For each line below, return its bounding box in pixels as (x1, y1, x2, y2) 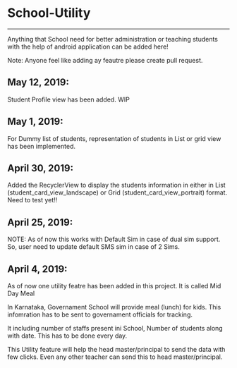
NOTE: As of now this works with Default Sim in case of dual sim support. (7, 235, 221, 244)
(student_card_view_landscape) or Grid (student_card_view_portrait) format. (7, 188, 228, 197)
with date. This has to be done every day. (7, 331, 128, 340)
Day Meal (7, 289, 35, 298)
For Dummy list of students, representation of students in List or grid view (7, 134, 221, 142)
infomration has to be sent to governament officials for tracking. (7, 310, 193, 319)
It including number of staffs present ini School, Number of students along (7, 324, 224, 332)
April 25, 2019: (7, 216, 73, 228)
